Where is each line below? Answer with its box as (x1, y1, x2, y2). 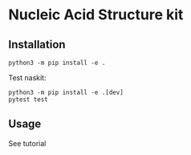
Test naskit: (8, 73, 47, 82)
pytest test (8, 96, 48, 104)
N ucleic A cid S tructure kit (8, 6, 184, 24)
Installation (8, 38, 66, 51)
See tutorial (8, 138, 47, 148)
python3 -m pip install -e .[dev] (8, 88, 124, 96)
